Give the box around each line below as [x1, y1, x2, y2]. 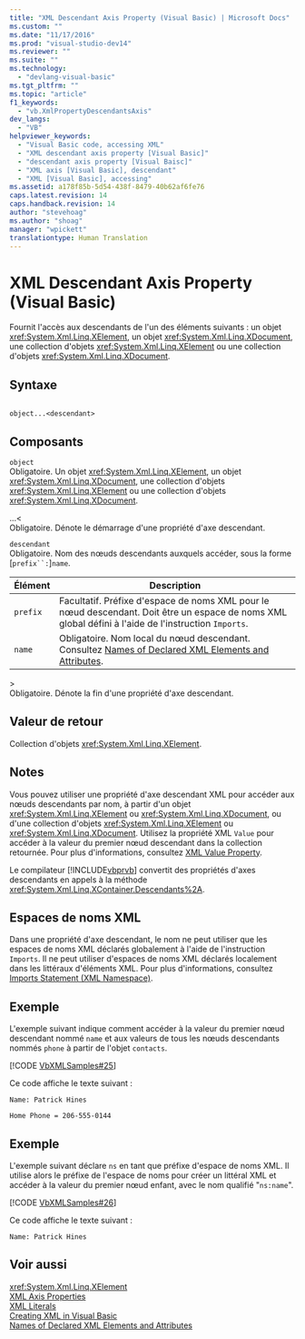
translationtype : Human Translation [9, 233, 148, 242]
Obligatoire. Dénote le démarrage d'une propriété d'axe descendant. [9, 522, 266, 533]
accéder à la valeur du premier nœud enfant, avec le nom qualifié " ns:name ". [9, 1180, 294, 1190]
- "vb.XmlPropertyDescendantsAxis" [17, 106, 152, 116]
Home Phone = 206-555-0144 [9, 1112, 112, 1121]
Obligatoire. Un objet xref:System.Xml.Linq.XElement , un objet [9, 466, 242, 477]
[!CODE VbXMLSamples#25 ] [9, 1061, 116, 1072]
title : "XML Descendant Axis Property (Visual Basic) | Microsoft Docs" [9, 13, 290, 23]
